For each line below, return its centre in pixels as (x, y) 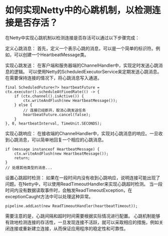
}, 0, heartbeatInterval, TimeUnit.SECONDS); (53, 124)
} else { (23, 105)
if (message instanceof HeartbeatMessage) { (52, 149)
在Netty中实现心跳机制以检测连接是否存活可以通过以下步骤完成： (72, 38)
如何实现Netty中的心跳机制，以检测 (78, 10)
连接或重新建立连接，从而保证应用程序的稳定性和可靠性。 (69, 228)
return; (22, 158)
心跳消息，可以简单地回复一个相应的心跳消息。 (58, 140)
